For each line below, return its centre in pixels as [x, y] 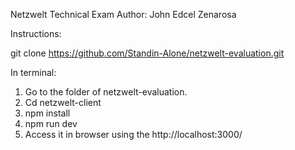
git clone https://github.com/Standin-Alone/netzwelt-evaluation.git [147, 53]
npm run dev [51, 123]
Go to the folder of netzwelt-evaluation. [106, 92]
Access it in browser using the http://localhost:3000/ [133, 134]
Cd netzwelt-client [63, 102]
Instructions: [36, 33]
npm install [47, 113]
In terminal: [33, 72]
